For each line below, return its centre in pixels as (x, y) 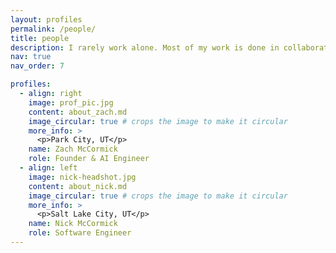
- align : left (48, 168)
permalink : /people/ (53, 29)
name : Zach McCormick (73, 149)
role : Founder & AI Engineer (89, 159)
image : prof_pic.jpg (71, 102)
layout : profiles (46, 19)
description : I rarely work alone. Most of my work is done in (145, 47)
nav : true (31, 57)
